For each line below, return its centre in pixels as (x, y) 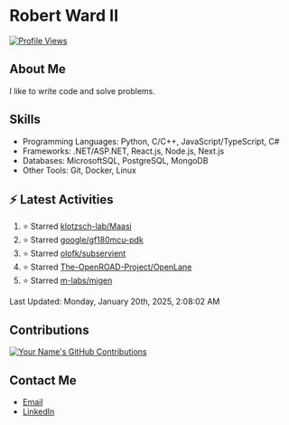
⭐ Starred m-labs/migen (67, 280)
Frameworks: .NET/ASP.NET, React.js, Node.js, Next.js (123, 151)
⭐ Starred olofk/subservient (74, 253)
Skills (25, 120)
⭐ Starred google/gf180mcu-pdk (83, 240)
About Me (37, 69)
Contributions (49, 330)
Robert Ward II (64, 16)
